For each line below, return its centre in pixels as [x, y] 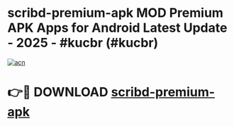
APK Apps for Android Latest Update [117, 28]
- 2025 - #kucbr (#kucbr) [83, 43]
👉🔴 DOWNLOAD [58, 92]
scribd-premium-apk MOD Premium [115, 13]
